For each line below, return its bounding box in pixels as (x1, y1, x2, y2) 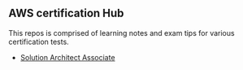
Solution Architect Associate (20, 52, 115, 62)
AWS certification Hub (8, 7, 124, 20)
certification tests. (8, 37, 69, 46)
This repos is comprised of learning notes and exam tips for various (8, 28, 235, 37)
